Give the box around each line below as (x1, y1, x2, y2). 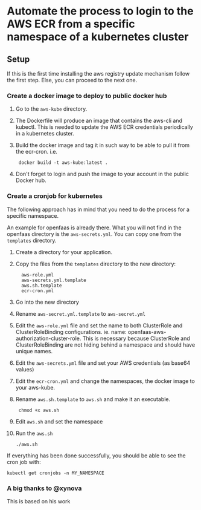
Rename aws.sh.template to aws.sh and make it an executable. (15, 395, 171, 403)
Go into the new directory (15, 298, 79, 306)
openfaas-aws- (127, 328, 167, 335)
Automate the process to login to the (7, 4, 194, 18)
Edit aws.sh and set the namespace (15, 417, 103, 425)
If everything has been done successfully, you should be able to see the (7, 452, 186, 459)
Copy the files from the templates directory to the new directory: (15, 260, 176, 267)
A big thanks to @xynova (7, 484, 82, 492)
